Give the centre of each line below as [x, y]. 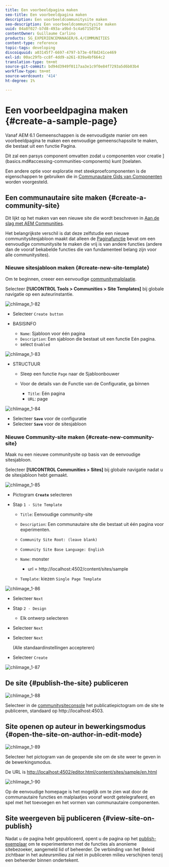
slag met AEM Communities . [35, 223]
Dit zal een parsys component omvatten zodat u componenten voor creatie [83, 156]
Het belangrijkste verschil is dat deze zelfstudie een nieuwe [67, 233]
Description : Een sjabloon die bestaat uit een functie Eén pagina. [88, 339]
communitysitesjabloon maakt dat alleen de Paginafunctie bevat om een [80, 239]
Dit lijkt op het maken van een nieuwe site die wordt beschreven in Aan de [82, 218]
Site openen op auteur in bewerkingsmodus [75, 727]
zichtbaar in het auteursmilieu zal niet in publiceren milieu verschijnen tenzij [84, 855]
